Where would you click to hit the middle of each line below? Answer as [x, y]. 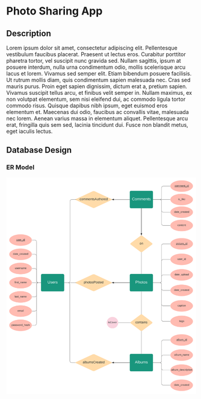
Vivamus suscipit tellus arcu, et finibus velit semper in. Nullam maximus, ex [99, 93]
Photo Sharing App [54, 11]
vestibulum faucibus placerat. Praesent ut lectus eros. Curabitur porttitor [96, 54]
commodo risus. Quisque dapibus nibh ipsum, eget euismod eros [87, 106]
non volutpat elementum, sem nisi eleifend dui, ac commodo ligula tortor [96, 99]
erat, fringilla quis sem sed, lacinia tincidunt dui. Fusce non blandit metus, [97, 125]
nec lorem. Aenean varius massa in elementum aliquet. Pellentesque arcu [97, 118]
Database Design [39, 150]
